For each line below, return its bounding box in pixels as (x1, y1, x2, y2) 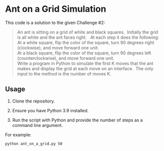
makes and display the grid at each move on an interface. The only (17, 65, 154, 72)
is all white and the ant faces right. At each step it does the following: (17, 34, 160, 40)
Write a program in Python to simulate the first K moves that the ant (17, 60, 154, 66)
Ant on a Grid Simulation (5, 3, 107, 15)
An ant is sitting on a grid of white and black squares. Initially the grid (17, 29, 159, 35)
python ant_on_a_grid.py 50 (5, 141, 63, 146)
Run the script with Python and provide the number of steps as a (12, 117, 143, 123)
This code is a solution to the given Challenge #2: (5, 20, 106, 25)
